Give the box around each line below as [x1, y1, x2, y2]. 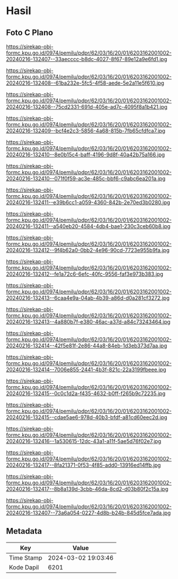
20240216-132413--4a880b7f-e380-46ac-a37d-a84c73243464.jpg [6, 319, 171, 325]
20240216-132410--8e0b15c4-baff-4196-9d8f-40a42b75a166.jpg [6, 151, 165, 158]
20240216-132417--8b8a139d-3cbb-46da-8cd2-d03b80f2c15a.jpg [6, 486, 169, 492]
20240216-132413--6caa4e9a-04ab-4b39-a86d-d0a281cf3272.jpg [6, 294, 170, 301]
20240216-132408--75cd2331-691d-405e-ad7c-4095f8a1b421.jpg [6, 103, 168, 110]
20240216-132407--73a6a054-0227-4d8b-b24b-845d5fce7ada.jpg [6, 510, 171, 516]
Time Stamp [9, 554, 43, 562]
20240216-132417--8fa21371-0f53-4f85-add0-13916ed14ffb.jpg [6, 461, 161, 468]
